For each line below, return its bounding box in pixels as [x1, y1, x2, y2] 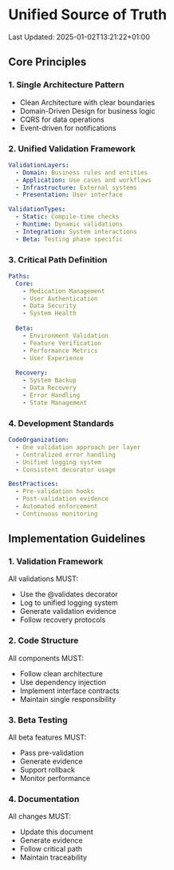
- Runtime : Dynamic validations [15, 220, 124, 229]
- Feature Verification [22, 339, 102, 347]
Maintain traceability [19, 852, 88, 862]
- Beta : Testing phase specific [15, 235, 124, 243]
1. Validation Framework [8, 556, 104, 567]
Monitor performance [19, 774, 90, 784]
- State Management [22, 399, 88, 407]
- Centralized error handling [15, 451, 116, 459]
